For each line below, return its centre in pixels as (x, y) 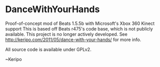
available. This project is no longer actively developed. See (66, 34)
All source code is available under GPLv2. (48, 49)
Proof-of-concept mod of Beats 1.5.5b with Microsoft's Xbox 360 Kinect (80, 23)
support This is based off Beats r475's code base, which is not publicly (79, 28)
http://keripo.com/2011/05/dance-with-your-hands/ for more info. (73, 40)
